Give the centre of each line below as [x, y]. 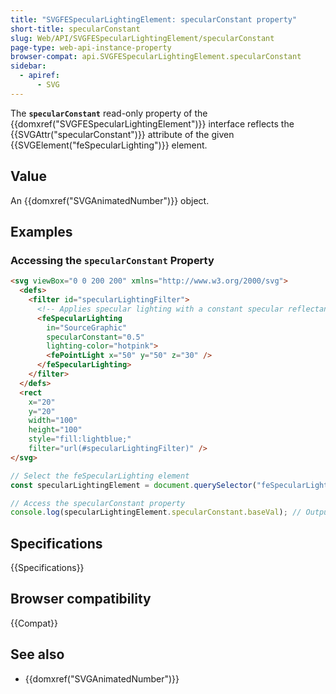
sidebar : [28, 66]
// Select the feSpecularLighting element [100, 476]
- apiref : [39, 76]
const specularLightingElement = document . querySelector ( [133, 485]
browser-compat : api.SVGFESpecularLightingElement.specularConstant [156, 57]
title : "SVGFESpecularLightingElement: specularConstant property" [154, 19]
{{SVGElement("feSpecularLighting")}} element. [109, 145]
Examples [41, 231]
